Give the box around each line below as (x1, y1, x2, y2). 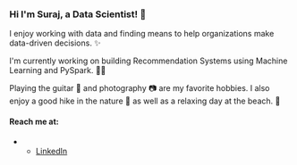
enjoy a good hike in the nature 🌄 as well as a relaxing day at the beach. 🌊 (9, 95, 281, 106)
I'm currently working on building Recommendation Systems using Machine (9, 55, 288, 66)
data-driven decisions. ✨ (9, 37, 101, 48)
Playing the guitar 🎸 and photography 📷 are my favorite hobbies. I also (9, 83, 270, 94)
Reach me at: (9, 116, 60, 127)
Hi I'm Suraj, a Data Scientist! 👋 (9, 8, 147, 21)
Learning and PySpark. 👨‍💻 (9, 65, 106, 76)
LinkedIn (35, 145, 68, 156)
